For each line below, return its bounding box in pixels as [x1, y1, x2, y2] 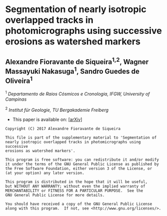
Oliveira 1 [5, 75, 33, 85]
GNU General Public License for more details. [5, 193, 105, 198]
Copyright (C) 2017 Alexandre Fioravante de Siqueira [5, 126, 121, 132]
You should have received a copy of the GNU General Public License [5, 201, 152, 207]
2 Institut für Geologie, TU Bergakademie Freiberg [5, 106, 109, 113]
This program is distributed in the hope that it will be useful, [5, 180, 148, 185]
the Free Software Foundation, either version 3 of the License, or [5, 166, 152, 171]
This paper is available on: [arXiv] [12, 116, 82, 122]
